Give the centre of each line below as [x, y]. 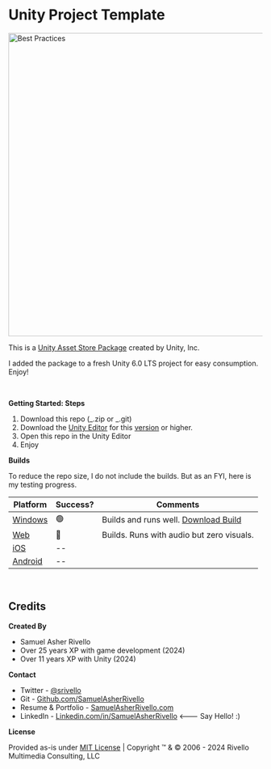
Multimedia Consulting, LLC [54, 756]
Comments [178, 505]
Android [27, 561]
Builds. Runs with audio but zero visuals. [178, 534]
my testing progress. [43, 484]
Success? [75, 505]
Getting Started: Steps [47, 403]
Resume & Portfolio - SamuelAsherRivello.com [97, 707]
